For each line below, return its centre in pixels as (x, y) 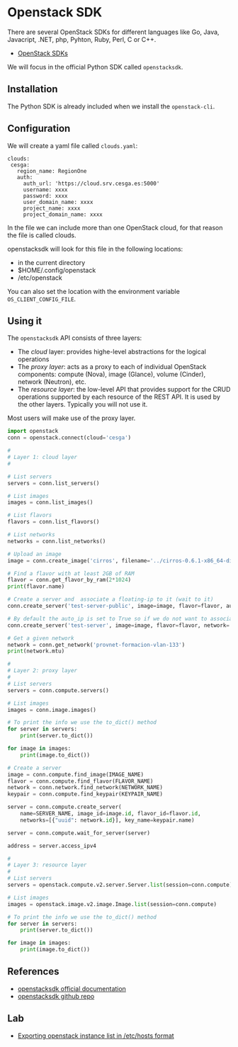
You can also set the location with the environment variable (94, 291)
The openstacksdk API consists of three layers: (75, 338)
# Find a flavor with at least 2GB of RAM (71, 573)
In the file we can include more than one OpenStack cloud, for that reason (115, 227)
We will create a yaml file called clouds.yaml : (73, 145)
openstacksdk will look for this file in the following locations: (95, 249)
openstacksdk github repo (56, 996)
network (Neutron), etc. (52, 382)
